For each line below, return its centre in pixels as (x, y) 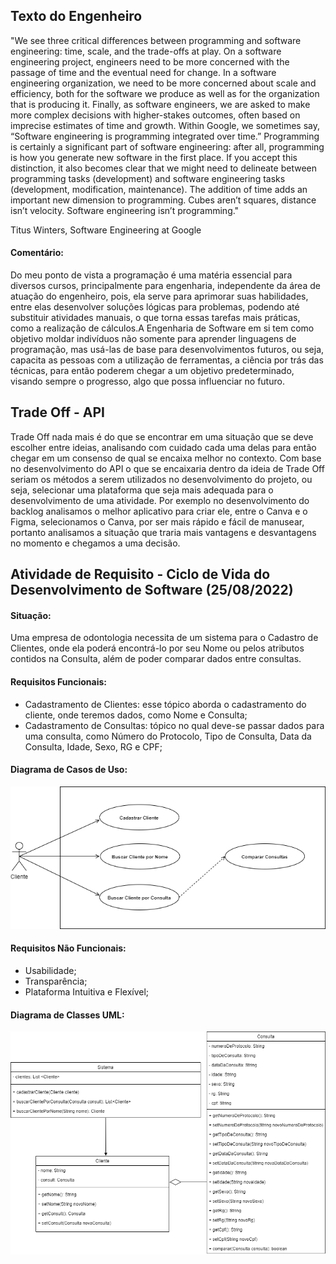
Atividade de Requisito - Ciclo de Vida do (140, 574)
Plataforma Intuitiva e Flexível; (87, 991)
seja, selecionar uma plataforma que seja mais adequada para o (142, 490)
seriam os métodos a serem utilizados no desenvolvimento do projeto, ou (161, 479)
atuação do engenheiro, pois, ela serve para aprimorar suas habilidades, (159, 296)
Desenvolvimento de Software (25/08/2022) (152, 590)
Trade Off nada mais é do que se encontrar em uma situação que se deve (162, 436)
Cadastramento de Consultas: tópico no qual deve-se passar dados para (174, 725)
